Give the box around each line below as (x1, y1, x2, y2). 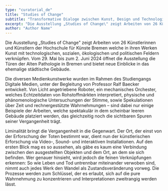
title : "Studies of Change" (5, 12, 64, 17)
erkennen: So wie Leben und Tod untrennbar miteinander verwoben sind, (5, 160, 156, 166)
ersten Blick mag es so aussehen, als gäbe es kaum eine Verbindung (5, 144, 147, 150)
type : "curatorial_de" (5, 7, 52, 12)
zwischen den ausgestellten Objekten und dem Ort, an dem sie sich (5, 149, 144, 155)
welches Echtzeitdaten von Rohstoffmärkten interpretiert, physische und (5, 92, 154, 98)
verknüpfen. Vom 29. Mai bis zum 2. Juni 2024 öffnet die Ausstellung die (5, 55, 156, 61)
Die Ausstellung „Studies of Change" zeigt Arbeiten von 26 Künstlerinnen (5, 39, 156, 45)
